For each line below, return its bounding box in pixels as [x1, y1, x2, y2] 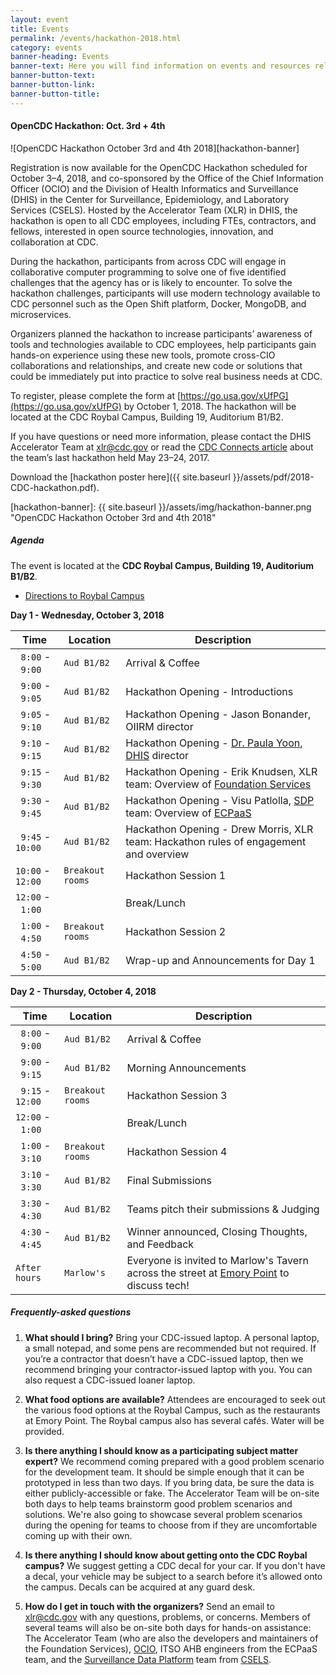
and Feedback [126, 1237, 195, 1251]
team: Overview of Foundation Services [125, 777, 312, 791]
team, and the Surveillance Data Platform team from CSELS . [24, 1653, 272, 1665]
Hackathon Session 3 [126, 1088, 228, 1102]
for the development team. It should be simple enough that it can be [24, 1466, 305, 1478]
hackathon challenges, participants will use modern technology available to [10, 287, 321, 299]
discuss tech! [126, 1278, 190, 1292]
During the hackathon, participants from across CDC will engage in [10, 255, 287, 267]
